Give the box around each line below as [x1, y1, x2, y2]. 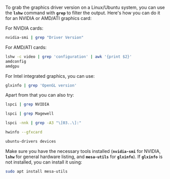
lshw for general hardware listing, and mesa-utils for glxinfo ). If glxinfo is [5, 153, 163, 160]
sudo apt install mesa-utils [5, 169, 68, 174]
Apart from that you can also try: [5, 92, 74, 98]
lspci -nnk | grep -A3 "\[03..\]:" [5, 120, 82, 126]
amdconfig [5, 59, 27, 64]
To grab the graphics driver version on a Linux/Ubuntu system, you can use [5, 5, 165, 10]
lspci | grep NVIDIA [5, 102, 50, 107]
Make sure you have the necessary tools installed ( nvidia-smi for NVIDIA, [5, 148, 161, 154]
